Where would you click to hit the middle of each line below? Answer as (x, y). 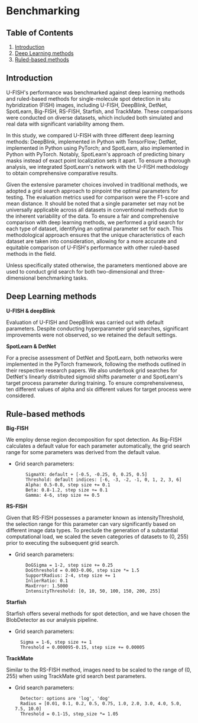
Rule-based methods (46, 414)
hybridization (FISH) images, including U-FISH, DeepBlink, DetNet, (87, 105)
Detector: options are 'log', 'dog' (65, 699)
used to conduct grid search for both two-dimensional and (77, 271)
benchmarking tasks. (63, 278)
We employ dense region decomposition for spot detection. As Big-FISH (94, 440)
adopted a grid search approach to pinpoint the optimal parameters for (92, 191)
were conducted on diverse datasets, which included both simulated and (95, 117)
